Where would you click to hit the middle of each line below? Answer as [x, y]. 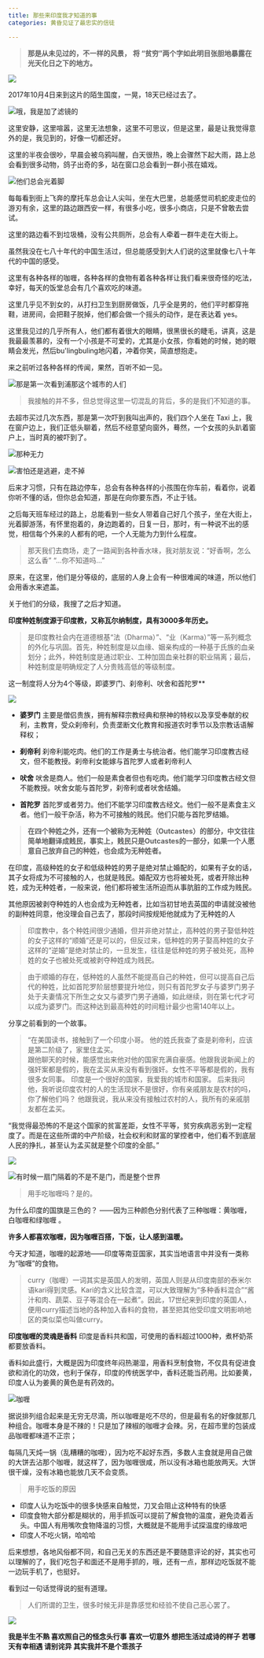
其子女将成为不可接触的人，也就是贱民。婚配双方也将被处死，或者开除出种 [128, 877]
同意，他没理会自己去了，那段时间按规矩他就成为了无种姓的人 [135, 914]
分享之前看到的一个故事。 [49, 1023]
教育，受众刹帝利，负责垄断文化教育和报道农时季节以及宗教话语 [144, 725]
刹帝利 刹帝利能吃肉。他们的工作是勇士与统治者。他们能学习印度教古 [130, 751]
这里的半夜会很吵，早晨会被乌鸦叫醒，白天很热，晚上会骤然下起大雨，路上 [128, 154]
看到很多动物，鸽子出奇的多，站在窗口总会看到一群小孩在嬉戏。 [118, 164]
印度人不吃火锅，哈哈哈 [57, 1535]
